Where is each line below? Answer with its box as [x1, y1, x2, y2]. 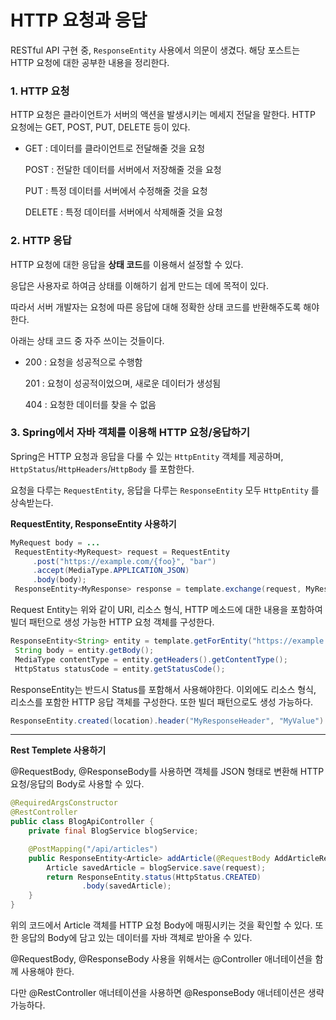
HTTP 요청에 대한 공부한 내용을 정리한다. [10, 56, 170, 68]
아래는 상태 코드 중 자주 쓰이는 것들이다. [10, 334, 165, 346]
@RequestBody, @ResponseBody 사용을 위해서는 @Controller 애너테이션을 [10, 953, 313, 965]
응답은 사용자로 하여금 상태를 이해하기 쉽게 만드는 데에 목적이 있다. [10, 279, 269, 291]
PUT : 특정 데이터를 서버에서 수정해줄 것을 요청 [24, 185, 208, 197]
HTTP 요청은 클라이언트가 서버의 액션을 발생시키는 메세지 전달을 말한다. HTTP [10, 109, 316, 121]
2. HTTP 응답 [10, 234, 72, 248]
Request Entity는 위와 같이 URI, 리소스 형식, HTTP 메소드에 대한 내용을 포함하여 [10, 604, 323, 616]
